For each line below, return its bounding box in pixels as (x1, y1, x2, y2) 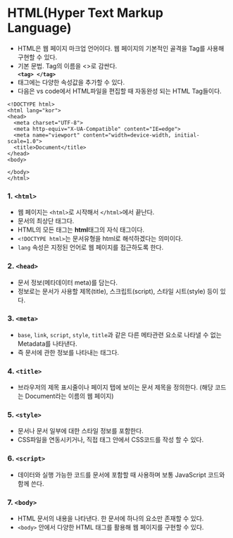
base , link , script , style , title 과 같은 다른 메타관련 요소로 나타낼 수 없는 (17, 330, 222, 339)
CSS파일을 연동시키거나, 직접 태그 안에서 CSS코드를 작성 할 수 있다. (17, 435, 204, 444)
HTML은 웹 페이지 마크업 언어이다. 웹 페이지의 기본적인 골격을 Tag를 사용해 (17, 44, 225, 52)
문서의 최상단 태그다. (17, 217, 75, 225)
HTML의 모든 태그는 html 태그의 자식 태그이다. (17, 225, 145, 234)
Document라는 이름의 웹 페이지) (25, 392, 114, 401)
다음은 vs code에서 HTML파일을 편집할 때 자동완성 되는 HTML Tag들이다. (17, 87, 222, 95)
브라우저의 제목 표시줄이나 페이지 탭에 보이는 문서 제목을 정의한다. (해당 (17, 383, 213, 392)
